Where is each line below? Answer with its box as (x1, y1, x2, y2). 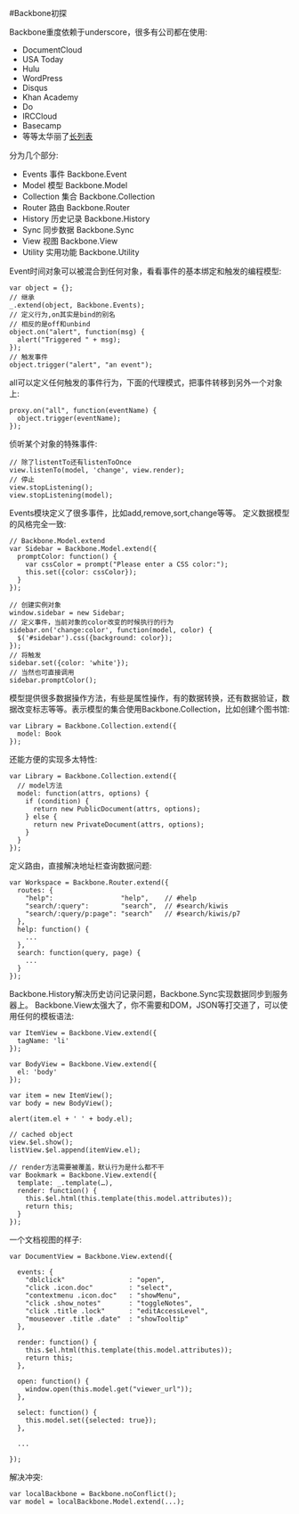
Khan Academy (21, 92, 78, 103)
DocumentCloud (21, 45, 83, 55)
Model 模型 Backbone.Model (21, 180, 128, 190)
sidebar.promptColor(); (9, 676, 98, 685)
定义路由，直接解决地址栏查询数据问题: (9, 860, 153, 871)
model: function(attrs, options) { (17, 789, 149, 798)
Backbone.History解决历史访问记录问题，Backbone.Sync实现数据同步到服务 (9, 989, 288, 999)
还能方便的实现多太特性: (9, 754, 98, 764)
